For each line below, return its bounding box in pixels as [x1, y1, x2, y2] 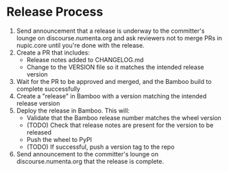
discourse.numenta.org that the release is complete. [16, 157, 164, 165]
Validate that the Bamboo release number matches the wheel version [26, 113, 222, 121]
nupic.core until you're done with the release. [16, 41, 145, 49]
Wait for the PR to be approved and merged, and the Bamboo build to [16, 77, 212, 85]
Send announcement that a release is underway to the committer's [16, 27, 205, 35]
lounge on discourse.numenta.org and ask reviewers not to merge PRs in [16, 33, 222, 42]
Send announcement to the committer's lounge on [16, 149, 159, 158]
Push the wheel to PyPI [26, 135, 93, 143]
